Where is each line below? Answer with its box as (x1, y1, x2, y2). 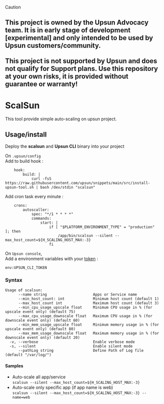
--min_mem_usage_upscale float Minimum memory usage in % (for (18, 322, 160, 327)
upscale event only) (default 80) (5, 327, 76, 332)
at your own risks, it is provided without (5, 72, 129, 81)
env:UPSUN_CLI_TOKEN (5, 266, 48, 270)
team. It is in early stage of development (5, 26, 131, 34)
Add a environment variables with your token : (5, 256, 98, 262)
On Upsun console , (5, 251, 43, 257)
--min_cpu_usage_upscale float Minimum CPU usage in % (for (18, 305, 153, 310)
